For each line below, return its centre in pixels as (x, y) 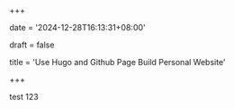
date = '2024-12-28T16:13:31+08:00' (77, 27)
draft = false (32, 45)
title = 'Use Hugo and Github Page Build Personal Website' (118, 62)
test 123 (24, 96)
